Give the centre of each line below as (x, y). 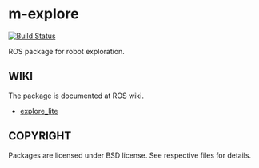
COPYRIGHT (40, 136)
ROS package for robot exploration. (67, 51)
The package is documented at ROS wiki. (76, 96)
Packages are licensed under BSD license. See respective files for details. (130, 155)
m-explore (44, 14)
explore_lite (39, 111)
